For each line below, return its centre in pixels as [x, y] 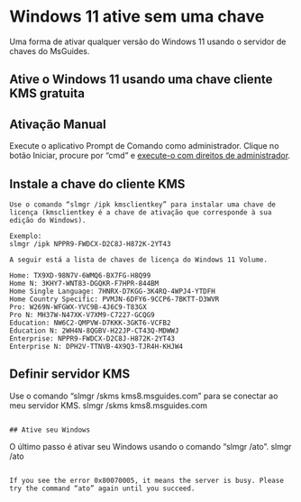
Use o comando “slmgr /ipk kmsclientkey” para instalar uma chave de [143, 205]
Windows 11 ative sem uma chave [137, 17]
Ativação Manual [58, 124]
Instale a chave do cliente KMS [97, 183]
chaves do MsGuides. [50, 50]
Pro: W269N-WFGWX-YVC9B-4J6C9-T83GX [78, 307]
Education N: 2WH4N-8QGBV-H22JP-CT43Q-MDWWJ [94, 331]
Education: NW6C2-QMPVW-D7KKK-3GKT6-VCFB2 [90, 323]
